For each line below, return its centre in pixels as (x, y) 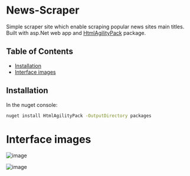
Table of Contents (40, 52)
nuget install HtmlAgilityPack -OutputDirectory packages (79, 116)
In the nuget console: (32, 105)
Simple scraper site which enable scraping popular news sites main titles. (95, 27)
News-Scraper (43, 10)
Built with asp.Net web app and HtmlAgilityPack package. (76, 32)
